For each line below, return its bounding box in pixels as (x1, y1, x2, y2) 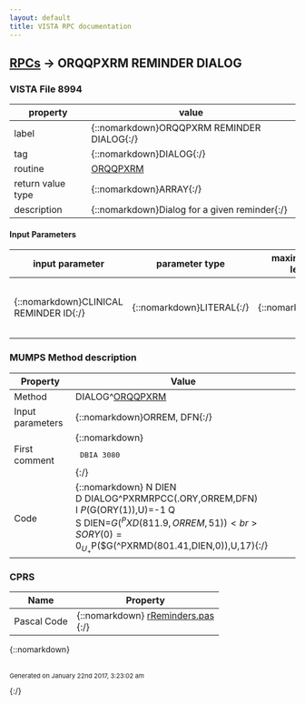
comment (14, 454, 54, 467)
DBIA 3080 (80, 449, 121, 459)
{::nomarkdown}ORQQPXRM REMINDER (90, 122, 261, 135)
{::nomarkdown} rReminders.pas (76, 609, 215, 622)
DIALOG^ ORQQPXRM (75, 390, 167, 403)
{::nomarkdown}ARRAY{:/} (90, 183, 202, 196)
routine (14, 163, 44, 176)
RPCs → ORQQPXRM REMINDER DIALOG (9, 55, 242, 71)
